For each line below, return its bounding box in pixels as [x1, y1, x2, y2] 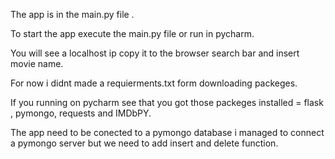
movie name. [10, 58, 64, 69]
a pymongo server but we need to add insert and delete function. [10, 137, 279, 149]
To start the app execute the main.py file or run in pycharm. [10, 28, 255, 39]
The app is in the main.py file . [10, 9, 135, 20]
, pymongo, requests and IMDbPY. [10, 107, 152, 119]
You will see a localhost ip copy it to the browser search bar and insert [10, 47, 300, 59]
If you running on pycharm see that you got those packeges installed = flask [10, 97, 324, 108]
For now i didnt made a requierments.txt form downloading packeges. [10, 77, 298, 89]
